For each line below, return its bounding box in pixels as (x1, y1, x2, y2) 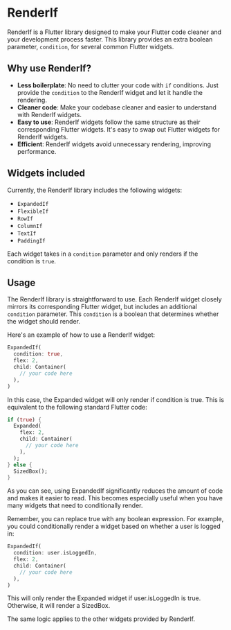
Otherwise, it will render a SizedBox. (7, 602, 111, 610)
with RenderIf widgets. (17, 110, 82, 119)
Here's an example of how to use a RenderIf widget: (7, 331, 156, 339)
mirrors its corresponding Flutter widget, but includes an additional (7, 303, 197, 311)
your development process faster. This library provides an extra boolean (7, 35, 213, 43)
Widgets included (7, 168, 85, 180)
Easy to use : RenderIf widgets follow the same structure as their (17, 118, 201, 126)
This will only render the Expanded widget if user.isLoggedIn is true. (7, 594, 201, 602)
